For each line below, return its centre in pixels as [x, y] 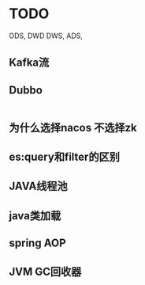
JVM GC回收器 [45, 272]
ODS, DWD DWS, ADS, [46, 36]
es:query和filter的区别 [65, 156]
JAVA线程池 [38, 186]
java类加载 [35, 216]
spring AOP [37, 243]
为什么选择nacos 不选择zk [73, 127]
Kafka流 [29, 63]
